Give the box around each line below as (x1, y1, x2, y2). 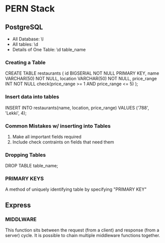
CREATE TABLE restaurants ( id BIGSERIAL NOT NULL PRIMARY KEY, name (5, 70, 160, 76)
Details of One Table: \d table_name (12, 47, 86, 52)
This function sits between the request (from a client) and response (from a (5, 227, 160, 233)
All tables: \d (12, 41, 38, 47)
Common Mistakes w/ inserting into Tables (5, 122, 111, 129)
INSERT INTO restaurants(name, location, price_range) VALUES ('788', (5, 105, 149, 111)
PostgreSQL (5, 23, 43, 31)
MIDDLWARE (5, 216, 37, 223)
